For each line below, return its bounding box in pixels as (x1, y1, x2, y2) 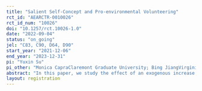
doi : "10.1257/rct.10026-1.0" (6, 25, 82, 32)
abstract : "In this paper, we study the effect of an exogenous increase (6, 70, 195, 76)
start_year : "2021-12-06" (6, 48, 71, 54)
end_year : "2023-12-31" (6, 53, 66, 59)
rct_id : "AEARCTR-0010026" (6, 14, 74, 20)
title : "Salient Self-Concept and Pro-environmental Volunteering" (6, 8, 179, 15)
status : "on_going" (6, 37, 55, 43)
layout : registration (6, 75, 61, 81)
